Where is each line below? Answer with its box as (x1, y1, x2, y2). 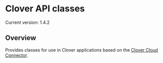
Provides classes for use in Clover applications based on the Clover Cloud (5, 47, 158, 53)
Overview (5, 34, 37, 42)
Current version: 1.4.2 (5, 19, 50, 25)
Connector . (5, 52, 29, 58)
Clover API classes (5, 3, 85, 14)
